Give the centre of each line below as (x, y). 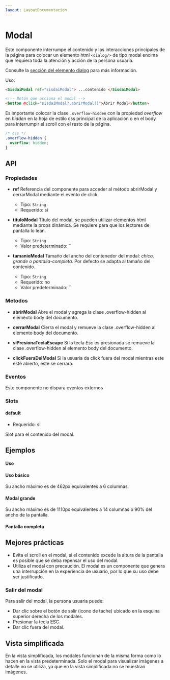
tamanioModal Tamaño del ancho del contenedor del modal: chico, (83, 256)
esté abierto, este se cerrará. (43, 363)
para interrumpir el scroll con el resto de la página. (58, 124)
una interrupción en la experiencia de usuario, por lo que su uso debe (86, 571)
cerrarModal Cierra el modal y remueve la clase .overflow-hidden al (84, 327)
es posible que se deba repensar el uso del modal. (65, 560)
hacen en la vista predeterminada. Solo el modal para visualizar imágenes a (84, 661)
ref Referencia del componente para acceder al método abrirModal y (85, 189)
